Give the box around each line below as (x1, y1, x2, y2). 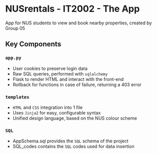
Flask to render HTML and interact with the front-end (12, 76, 124, 82)
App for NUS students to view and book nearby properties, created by (5, 20, 152, 26)
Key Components (5, 40, 61, 49)
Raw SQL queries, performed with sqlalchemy (12, 70, 108, 76)
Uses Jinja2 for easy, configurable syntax (12, 109, 101, 115)
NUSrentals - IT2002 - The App (5, 3, 140, 15)
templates (5, 94, 29, 100)
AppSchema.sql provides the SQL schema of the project (12, 138, 129, 144)
